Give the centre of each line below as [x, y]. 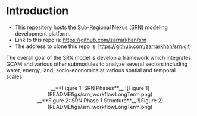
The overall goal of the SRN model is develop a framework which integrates [99, 57]
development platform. [43, 33]
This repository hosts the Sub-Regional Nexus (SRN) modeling [91, 27]
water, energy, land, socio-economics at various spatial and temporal [91, 70]
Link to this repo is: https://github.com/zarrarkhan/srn [81, 40]
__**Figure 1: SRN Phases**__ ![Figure [97, 88]
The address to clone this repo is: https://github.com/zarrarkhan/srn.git [102, 46]
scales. [15, 76]
